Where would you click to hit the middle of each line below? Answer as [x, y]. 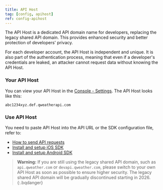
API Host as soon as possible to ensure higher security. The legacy [84, 172]
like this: [13, 96]
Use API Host [21, 117]
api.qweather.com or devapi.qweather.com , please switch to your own [86, 167]
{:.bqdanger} [30, 182]
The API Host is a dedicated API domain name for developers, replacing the [81, 33]
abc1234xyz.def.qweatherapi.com [38, 105]
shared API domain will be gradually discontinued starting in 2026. [84, 177]
